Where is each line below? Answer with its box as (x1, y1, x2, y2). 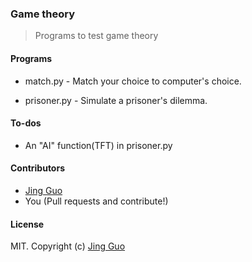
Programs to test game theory (34, 30, 159, 42)
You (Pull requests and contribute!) (24, 195, 169, 207)
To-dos (10, 117, 42, 129)
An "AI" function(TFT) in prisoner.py (24, 139, 173, 151)
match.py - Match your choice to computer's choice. (24, 75, 242, 87)
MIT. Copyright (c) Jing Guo (10, 240, 126, 252)
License (10, 218, 45, 230)
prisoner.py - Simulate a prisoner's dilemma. (24, 94, 208, 106)
